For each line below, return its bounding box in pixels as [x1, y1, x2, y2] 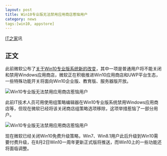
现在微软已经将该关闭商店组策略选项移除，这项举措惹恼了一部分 [22, 106, 154, 112]
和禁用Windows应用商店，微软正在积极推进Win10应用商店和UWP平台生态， [5, 72, 161, 78]
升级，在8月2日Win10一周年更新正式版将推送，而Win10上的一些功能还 [18, 139, 162, 145]
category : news [5, 16, 37, 21]
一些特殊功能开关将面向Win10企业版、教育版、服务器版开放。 [5, 78, 131, 84]
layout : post [5, 7, 32, 12]
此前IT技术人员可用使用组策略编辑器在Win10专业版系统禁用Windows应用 [5, 99, 155, 105]
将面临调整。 [5, 146, 31, 152]
